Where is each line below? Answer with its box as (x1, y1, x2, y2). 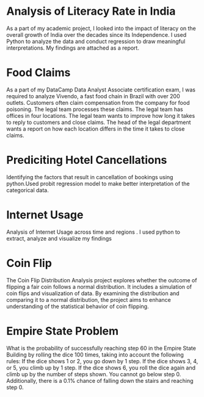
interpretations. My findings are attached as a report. (6, 44, 139, 52)
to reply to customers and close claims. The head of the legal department (6, 118, 191, 126)
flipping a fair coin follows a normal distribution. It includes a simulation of (6, 283, 192, 290)
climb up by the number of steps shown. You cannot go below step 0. (6, 370, 181, 378)
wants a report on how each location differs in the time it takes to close (6, 125, 185, 133)
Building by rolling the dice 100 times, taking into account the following (6, 351, 184, 358)
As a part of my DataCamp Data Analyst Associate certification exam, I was (6, 86, 195, 93)
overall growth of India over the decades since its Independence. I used (6, 31, 187, 38)
